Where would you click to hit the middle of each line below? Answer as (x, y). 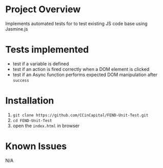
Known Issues (36, 146)
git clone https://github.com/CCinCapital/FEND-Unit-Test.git (80, 115)
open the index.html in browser (46, 126)
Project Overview (43, 9)
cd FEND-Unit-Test (32, 121)
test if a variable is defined (41, 64)
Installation (30, 101)
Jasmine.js (17, 29)
